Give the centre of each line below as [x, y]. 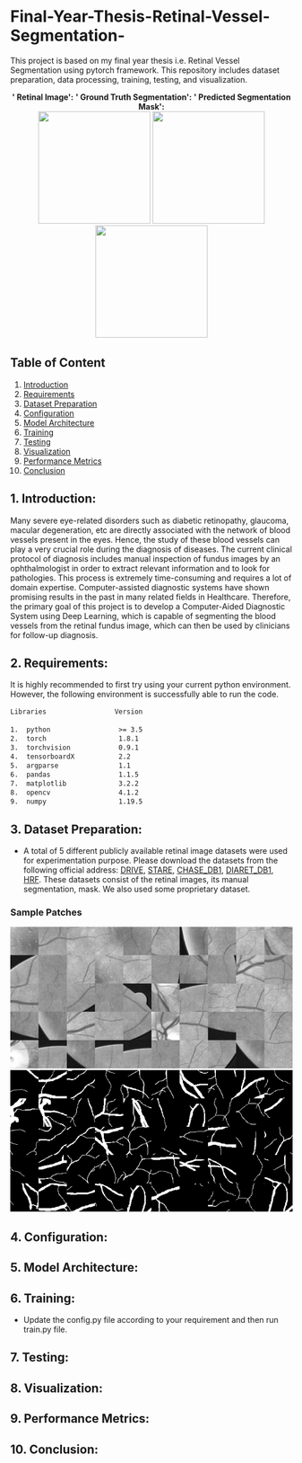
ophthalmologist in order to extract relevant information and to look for [140, 568]
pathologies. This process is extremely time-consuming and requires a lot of [151, 578]
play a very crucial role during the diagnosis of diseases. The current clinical [151, 549]
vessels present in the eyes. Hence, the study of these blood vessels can [145, 539]
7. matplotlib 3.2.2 [75, 784]
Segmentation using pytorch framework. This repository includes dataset [145, 70]
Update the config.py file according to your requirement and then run [151, 1320]
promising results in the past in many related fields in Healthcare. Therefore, [151, 597]
